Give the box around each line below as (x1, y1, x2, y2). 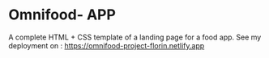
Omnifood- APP (8, 6, 116, 24)
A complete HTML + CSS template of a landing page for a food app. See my (8, 32, 262, 42)
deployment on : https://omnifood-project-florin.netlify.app (8, 40, 205, 50)
